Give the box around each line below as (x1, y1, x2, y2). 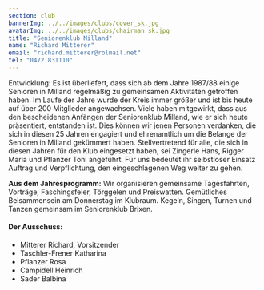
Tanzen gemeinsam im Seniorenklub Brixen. (8, 204, 154, 213)
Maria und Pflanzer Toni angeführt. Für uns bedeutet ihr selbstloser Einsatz (8, 154, 256, 164)
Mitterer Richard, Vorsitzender (19, 240, 120, 250)
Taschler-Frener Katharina (19, 248, 106, 258)
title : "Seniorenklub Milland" (8, 34, 113, 42)
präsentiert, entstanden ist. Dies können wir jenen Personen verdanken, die (8, 121, 257, 130)
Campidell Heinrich (19, 265, 83, 276)
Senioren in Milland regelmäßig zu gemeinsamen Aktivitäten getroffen (8, 86, 238, 96)
